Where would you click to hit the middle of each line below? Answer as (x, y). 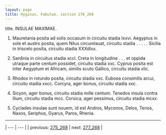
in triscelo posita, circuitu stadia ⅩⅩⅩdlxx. (55, 48)
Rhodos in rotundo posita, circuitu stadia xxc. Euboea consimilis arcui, (83, 78)
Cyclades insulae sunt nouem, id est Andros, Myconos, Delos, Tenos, (83, 108)
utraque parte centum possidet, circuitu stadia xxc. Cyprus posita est (83, 63)
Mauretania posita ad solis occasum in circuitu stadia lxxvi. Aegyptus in (85, 38)
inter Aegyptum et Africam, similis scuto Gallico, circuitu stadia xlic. (81, 68)
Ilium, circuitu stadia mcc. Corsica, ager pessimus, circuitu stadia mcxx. (85, 98)
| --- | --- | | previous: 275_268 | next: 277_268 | (54, 127)
